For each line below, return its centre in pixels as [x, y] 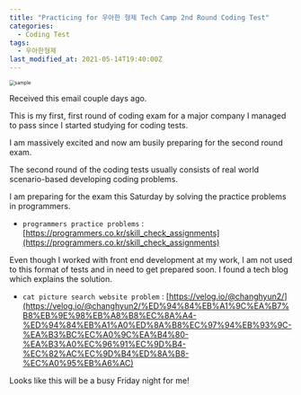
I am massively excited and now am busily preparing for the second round [146, 143]
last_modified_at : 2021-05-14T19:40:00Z [86, 59]
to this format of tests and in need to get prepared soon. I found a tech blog [149, 269]
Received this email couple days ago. [78, 98]
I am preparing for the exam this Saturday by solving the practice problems [148, 197]
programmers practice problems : [83, 224]
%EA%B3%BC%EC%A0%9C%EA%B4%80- [106, 334]
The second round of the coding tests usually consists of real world [134, 170]
